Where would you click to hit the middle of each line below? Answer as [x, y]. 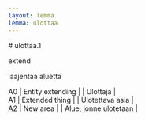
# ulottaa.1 [25, 45]
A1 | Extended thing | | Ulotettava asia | [71, 100]
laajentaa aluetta [35, 76]
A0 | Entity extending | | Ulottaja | [62, 91]
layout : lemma [32, 15]
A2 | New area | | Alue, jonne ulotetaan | [73, 108]
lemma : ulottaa [33, 23]
